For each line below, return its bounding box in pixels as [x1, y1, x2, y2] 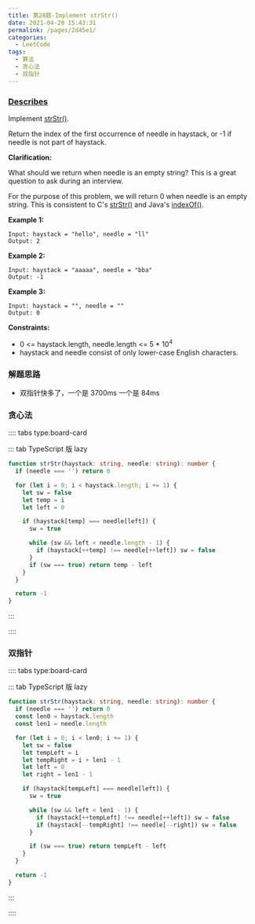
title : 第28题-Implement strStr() [8, 11, 119, 20]
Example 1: [8, 215, 45, 224]
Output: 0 [8, 308, 41, 317]
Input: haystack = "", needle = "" [8, 302, 125, 310]
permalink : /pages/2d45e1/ [8, 26, 97, 34]
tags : [8, 48, 26, 56]
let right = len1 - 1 [22, 771, 93, 779]
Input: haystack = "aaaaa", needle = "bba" [8, 266, 153, 274]
